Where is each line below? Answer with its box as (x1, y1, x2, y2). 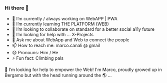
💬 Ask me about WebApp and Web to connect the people (11, 37, 129, 43)
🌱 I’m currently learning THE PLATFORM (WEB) (11, 21, 109, 27)
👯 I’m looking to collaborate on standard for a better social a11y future (11, 26, 155, 32)
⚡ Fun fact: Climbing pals (11, 55, 63, 61)
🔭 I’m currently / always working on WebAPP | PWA (11, 16, 118, 22)
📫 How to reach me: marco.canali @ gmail (11, 42, 100, 49)
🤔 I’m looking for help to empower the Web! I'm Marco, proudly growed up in (4, 67, 162, 73)
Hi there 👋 (4, 4, 29, 11)
